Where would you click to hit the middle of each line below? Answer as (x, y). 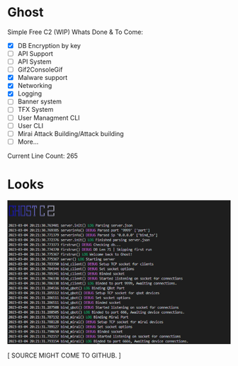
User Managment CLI (49, 118)
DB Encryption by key (49, 45)
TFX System (35, 110)
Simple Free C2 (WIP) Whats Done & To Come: (75, 32)
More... (28, 142)
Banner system (40, 102)
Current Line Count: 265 (42, 156)
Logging (30, 93)
